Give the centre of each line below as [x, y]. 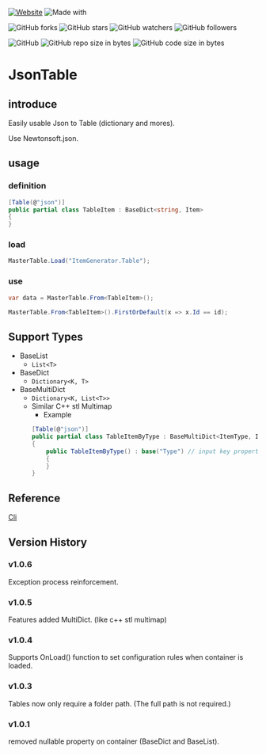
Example [57, 415]
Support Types [46, 337]
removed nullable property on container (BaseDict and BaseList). [114, 741]
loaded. [21, 666]
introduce [33, 104]
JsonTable [43, 75]
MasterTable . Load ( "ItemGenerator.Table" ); [79, 261]
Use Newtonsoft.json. [44, 138]
